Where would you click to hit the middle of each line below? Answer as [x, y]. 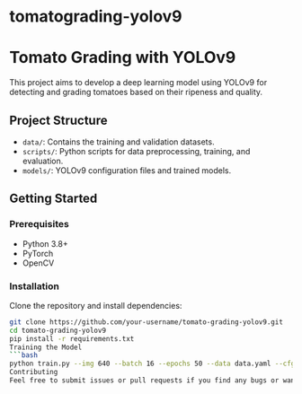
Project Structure [58, 120]
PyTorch [38, 253]
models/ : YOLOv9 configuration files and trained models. [127, 170]
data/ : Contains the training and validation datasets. [118, 142]
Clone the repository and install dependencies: [96, 305]
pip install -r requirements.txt [72, 338]
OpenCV [38, 263]
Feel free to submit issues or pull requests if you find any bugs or [144, 381]
